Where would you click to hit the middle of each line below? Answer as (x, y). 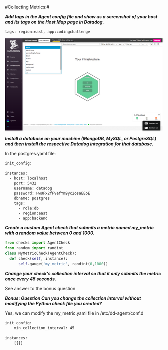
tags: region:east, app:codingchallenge (48, 32)
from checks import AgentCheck (38, 243)
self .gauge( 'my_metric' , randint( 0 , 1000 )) (63, 264)
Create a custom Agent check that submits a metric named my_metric (79, 228)
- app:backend (33, 218)
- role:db (28, 208)
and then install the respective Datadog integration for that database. (79, 144)
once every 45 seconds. (31, 279)
